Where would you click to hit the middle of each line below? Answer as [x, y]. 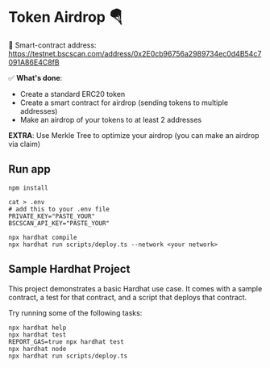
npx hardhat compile [43, 237]
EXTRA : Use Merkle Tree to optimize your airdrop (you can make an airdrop [134, 135]
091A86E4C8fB [34, 62]
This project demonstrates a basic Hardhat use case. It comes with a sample [135, 288]
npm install [28, 188]
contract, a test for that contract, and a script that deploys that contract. [128, 297]
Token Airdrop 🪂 [66, 17]
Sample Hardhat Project [69, 269]
